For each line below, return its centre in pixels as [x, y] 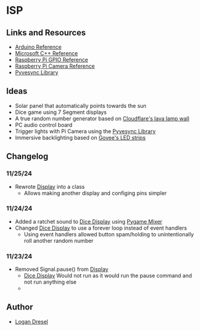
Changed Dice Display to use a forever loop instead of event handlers [101, 228]
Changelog [27, 157]
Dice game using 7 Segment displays [61, 112]
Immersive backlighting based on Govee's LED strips [80, 137]
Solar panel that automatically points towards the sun [81, 106]
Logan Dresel [32, 321]
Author [20, 307]
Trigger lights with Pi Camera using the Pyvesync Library [85, 131]
